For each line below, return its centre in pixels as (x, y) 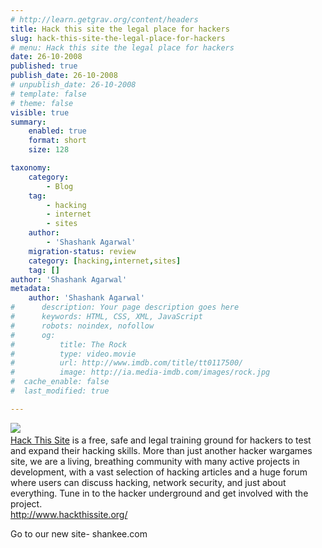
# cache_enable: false (60, 382)
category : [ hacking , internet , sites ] (105, 261)
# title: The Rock (69, 344)
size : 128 (49, 150)
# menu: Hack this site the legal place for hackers (122, 47)
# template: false (48, 94)
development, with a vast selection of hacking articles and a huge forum (159, 472)
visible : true (40, 112)
